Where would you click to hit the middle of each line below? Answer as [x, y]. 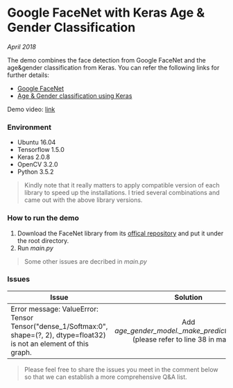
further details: [28, 75]
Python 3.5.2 [35, 172]
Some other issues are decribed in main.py [86, 261]
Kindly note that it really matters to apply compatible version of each [122, 185]
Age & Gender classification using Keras [75, 96]
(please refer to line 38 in [173, 339]
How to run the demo [43, 218]
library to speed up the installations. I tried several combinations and [122, 193]
